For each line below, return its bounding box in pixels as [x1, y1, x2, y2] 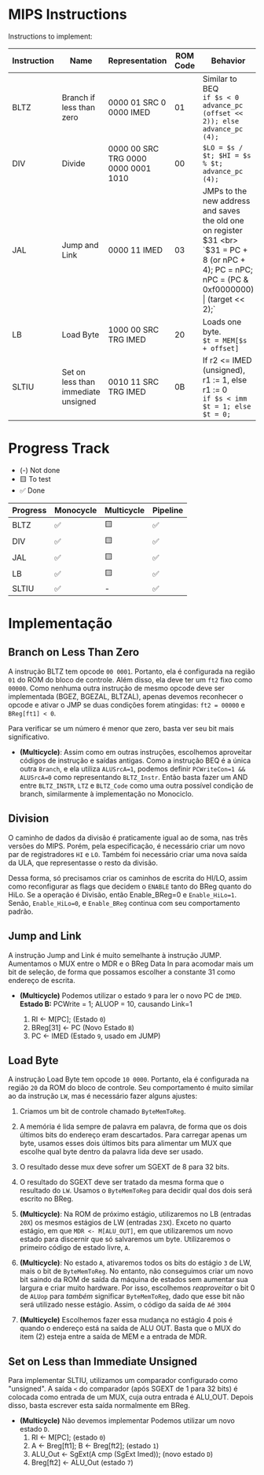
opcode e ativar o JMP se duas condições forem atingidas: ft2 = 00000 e [8, 700, 246, 709]
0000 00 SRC [108, 143, 159, 154]
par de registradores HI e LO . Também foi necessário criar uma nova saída [8, 849, 247, 859]
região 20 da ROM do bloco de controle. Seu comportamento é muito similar [8, 1083, 254, 1092]
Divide [61, 157, 86, 168]
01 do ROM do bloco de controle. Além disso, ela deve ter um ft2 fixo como [8, 675, 253, 684]
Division [8, 812, 49, 826]
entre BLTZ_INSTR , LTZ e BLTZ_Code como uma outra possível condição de [19, 781, 254, 790]
